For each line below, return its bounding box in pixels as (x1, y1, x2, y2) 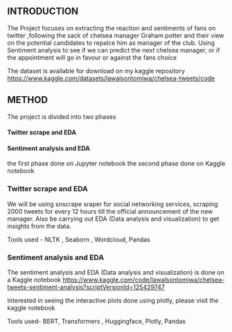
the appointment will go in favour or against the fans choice (7, 53, 177, 62)
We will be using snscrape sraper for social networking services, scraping (7, 200, 218, 208)
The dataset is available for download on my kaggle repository (7, 66, 186, 75)
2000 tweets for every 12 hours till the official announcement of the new (7, 207, 213, 215)
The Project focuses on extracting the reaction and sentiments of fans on (7, 24, 216, 32)
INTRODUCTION (7, 6, 79, 17)
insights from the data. (7, 221, 71, 230)
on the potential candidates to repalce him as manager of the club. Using (7, 38, 215, 47)
